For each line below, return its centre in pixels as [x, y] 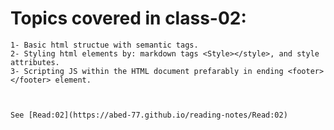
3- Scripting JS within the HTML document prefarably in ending [147, 71]
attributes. [35, 62]
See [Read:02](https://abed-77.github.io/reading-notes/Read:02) [149, 115]
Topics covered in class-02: [128, 18]
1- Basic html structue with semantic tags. [104, 45]
